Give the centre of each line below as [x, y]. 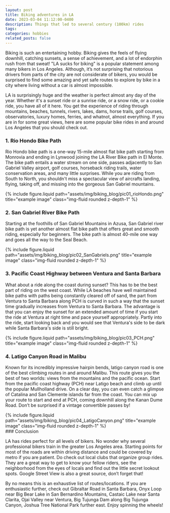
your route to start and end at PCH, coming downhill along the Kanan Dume [84, 400]
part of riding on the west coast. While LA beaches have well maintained [81, 290]
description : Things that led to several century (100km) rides [75, 24]
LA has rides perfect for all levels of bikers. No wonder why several [75, 441]
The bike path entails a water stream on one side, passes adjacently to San [84, 163]
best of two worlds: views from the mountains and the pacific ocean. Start [83, 378]
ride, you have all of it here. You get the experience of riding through [77, 106]
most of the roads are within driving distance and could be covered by [79, 452]
